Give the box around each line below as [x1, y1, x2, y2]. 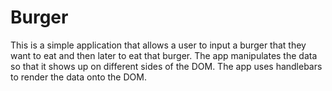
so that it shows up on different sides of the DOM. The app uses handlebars [10, 60, 323, 72]
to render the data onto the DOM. [10, 71, 147, 83]
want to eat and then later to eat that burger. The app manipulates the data [10, 49, 318, 61]
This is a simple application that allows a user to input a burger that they [10, 39, 307, 51]
